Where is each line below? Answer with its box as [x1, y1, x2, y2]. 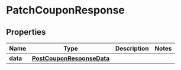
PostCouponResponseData [31, 54, 110, 62]
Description [115, 45, 149, 52]
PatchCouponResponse [6, 4, 125, 17]
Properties [6, 27, 46, 37]
